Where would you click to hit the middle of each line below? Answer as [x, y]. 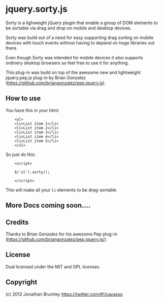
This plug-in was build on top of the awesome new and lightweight [73, 72]
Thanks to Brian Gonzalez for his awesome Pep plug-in [62, 234]
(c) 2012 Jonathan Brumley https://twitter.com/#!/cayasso [64, 294]
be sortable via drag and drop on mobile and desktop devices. [69, 28]
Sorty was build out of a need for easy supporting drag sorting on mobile [80, 38]
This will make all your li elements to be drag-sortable [61, 190]
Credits [17, 222]
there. [12, 48]
